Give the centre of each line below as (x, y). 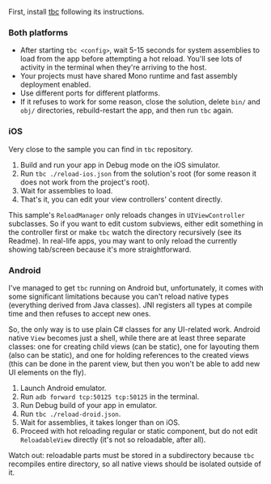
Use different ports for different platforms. (90, 93)
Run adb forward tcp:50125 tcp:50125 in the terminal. (110, 397)
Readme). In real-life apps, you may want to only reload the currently (123, 240)
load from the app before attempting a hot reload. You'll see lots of (131, 59)
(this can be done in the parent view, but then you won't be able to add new (134, 363)
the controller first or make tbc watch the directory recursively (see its (125, 232)
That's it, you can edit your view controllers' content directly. (121, 199)
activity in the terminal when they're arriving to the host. (113, 67)
